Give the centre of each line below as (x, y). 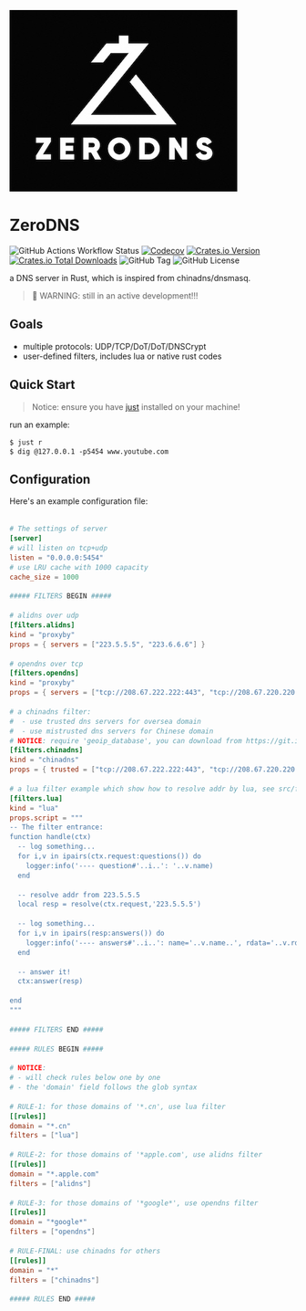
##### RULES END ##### (52, 1299)
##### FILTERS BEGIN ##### (61, 596)
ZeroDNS (45, 225)
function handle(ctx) (51, 837)
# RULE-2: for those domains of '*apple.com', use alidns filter (136, 1155)
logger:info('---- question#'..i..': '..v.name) (120, 865)
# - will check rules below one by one (85, 1078)
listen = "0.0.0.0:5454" (56, 558)
